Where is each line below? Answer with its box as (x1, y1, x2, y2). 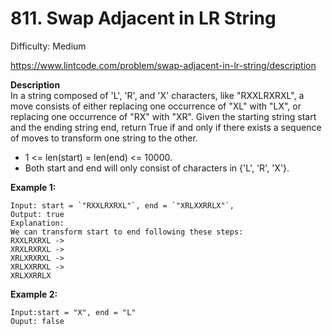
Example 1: (10, 181, 57, 193)
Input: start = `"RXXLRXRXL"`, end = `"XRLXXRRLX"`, (10, 200, 235, 211)
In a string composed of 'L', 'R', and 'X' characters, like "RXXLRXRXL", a (10, 89, 305, 101)
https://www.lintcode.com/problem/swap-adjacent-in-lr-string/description (10, 59, 317, 71)
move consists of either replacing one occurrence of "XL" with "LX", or (10, 100, 302, 112)
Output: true (10, 209, 65, 219)
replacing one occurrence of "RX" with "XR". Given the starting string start (10, 110, 317, 122)
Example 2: (10, 288, 58, 300)
